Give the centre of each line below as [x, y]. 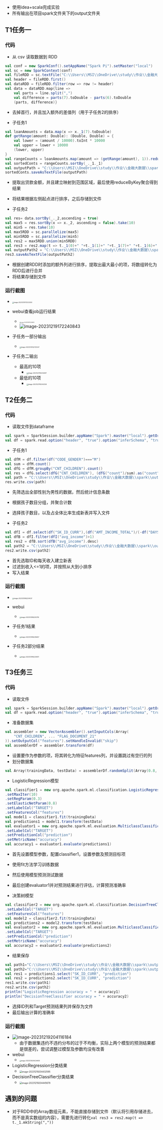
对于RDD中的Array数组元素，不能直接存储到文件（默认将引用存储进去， [83, 1111]
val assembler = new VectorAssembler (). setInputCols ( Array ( [67, 732]
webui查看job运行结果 [34, 311]
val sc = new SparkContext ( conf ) [39, 70]
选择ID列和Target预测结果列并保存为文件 [52, 1006]
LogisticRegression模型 [35, 781]
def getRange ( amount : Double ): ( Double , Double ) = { [59, 136]
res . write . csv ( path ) [26, 482]
